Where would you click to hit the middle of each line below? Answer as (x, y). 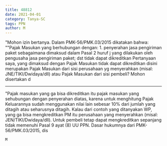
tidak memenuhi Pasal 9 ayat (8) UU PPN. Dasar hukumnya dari (70, 125)
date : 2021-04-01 (23, 14)
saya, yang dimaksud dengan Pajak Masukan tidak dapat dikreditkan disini (81, 64)
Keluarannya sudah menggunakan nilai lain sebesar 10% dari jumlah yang (80, 104)
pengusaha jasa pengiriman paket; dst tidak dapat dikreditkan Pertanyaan (81, 58)
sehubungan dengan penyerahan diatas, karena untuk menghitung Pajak (80, 99)
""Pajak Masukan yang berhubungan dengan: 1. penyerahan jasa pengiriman (83, 48)
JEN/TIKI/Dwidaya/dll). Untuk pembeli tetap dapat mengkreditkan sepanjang (83, 120)
